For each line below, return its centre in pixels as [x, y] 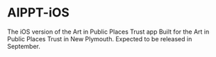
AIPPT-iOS [38, 13]
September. [24, 46]
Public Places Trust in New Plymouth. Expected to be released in [100, 38]
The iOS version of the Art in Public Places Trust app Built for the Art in [108, 32]
